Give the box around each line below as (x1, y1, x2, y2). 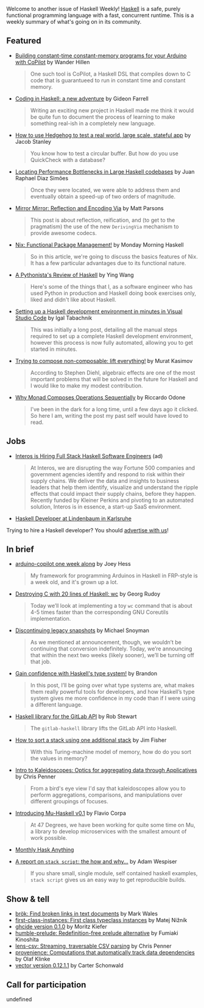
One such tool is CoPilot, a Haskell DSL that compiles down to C (30, 70, 191, 77)
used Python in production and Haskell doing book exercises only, (30, 289, 197, 297)
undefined (6, 996, 32, 1003)
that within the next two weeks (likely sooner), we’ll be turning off (30, 652, 195, 659)
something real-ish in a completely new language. (30, 119, 156, 127)
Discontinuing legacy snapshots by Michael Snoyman (15, 627, 149, 634)
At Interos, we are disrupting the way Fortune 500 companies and (30, 464, 195, 471)
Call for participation (6, 979, 86, 990)
